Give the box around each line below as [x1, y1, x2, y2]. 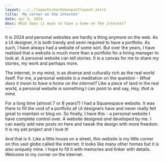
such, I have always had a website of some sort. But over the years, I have [5, 45, 155, 51]
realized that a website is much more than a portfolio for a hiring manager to [5, 50, 159, 56]
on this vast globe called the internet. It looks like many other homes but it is [5, 141, 159, 147]
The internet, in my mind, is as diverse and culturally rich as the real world [5, 70, 155, 76]
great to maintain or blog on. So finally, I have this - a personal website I [5, 111, 150, 117]
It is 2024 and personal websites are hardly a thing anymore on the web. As [5, 34, 158, 40]
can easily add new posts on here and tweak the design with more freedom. [5, 121, 159, 127]
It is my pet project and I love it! [5, 126, 69, 133]
